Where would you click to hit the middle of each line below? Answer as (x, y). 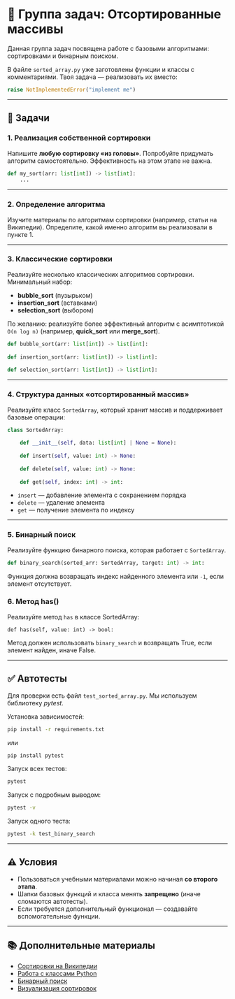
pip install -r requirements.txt (56, 729)
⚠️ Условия (33, 862)
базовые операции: (36, 417)
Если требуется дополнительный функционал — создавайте (107, 909)
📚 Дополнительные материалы (81, 946)
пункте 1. (20, 234)
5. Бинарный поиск (42, 535)
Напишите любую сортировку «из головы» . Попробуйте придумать (111, 153)
